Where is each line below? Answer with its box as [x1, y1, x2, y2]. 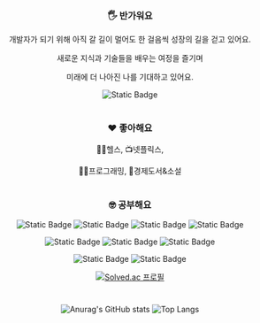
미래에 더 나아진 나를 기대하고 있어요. [66, 72, 194, 82]
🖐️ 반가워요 [107, 9, 153, 21]
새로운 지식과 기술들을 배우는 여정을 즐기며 [56, 53, 204, 64]
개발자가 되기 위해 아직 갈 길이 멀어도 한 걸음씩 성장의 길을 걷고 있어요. [9, 35, 251, 45]
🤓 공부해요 [108, 199, 152, 211]
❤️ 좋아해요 [107, 122, 153, 135]
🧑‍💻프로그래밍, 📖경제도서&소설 [78, 165, 182, 176]
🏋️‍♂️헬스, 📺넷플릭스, [96, 143, 164, 154]
